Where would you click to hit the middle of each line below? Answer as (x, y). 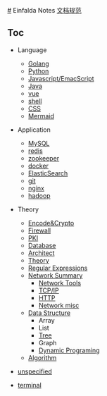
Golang (38, 63)
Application (34, 130)
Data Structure (49, 313)
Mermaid (41, 116)
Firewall (39, 230)
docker (38, 166)
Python (38, 71)
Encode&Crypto (51, 223)
